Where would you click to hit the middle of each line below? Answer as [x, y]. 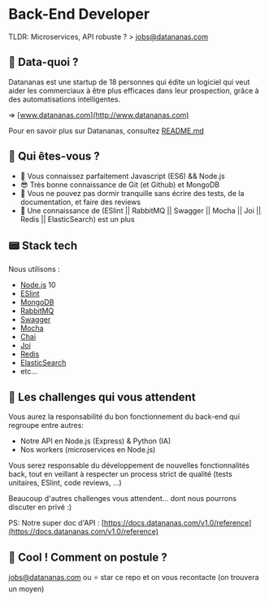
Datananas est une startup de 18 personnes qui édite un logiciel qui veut [129, 81]
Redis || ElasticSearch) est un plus [78, 219]
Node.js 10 [38, 285]
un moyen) [26, 589]
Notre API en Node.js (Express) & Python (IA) [95, 441]
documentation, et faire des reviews [80, 202]
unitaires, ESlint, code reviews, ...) [65, 483]
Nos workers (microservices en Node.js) [88, 450]
